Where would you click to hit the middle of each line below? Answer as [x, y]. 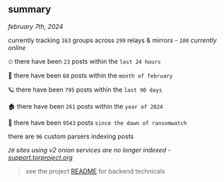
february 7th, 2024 [36, 26]
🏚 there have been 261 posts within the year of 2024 [86, 106]
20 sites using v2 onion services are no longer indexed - [89, 150]
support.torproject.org [40, 157]
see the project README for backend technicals [95, 171]
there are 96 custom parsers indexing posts [71, 136]
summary [30, 10]
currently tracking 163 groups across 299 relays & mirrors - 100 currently [113, 40]
